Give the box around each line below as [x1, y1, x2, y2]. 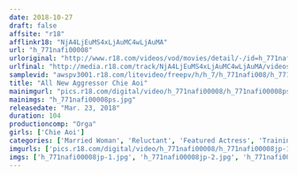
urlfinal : [9, 63, 46, 72]
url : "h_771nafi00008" [9, 46, 93, 55]
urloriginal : [9, 54, 57, 63]
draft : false [9, 21, 57, 30]
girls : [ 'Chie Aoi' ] [9, 128, 86, 137]
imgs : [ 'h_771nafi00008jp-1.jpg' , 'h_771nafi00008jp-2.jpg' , [9, 152, 240, 162]
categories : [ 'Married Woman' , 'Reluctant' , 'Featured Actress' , [9, 136, 255, 145]
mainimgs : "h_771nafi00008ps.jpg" [9, 95, 137, 104]
